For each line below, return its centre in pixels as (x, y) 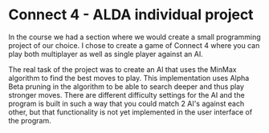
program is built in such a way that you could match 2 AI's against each (126, 103)
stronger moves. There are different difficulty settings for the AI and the (126, 95)
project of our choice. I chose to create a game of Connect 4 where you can (134, 45)
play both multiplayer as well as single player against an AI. (106, 54)
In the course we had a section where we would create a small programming (134, 37)
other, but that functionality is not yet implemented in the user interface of (130, 112)
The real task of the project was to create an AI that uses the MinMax (122, 69)
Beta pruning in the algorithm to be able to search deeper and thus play (126, 87)
